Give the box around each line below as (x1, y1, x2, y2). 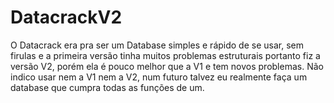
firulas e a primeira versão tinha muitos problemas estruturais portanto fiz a (10, 49, 321, 61)
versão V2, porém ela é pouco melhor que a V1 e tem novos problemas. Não (10, 60, 324, 72)
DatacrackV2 (10, 6, 123, 29)
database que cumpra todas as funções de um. (10, 81, 205, 93)
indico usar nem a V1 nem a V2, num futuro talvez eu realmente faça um (10, 71, 308, 83)
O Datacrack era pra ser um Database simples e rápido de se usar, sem (10, 39, 304, 51)
